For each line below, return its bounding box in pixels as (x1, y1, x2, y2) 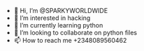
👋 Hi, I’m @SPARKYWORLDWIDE (13, 7, 108, 14)
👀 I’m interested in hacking (13, 14, 91, 22)
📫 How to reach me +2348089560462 (13, 37, 127, 44)
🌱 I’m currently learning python (13, 21, 103, 29)
